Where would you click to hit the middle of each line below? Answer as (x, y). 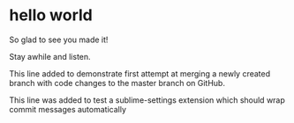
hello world (51, 15)
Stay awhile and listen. (50, 56)
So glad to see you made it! (59, 40)
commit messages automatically (68, 109)
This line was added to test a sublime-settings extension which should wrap (147, 100)
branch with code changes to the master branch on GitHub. (117, 83)
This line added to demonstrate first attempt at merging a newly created (140, 73)
